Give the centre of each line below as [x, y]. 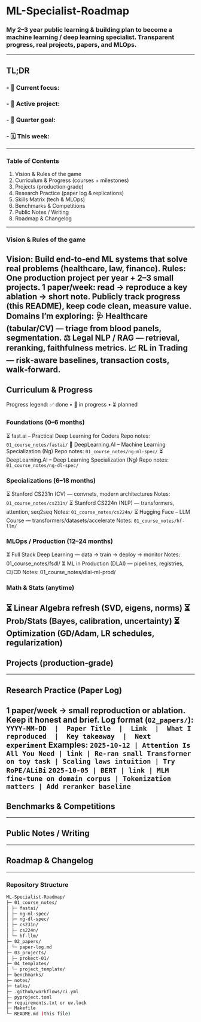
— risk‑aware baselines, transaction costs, [88, 360]
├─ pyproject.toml [29, 997]
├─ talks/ [19, 986]
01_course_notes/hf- [159, 521]
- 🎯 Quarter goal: [31, 120]
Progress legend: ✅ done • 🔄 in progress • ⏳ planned [72, 405]
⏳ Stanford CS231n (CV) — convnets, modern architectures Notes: [88, 494]
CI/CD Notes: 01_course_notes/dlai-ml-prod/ [61, 572]
